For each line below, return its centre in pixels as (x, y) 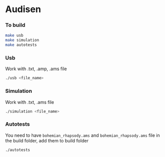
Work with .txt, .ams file (30, 102)
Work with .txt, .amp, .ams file (36, 69)
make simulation (22, 40)
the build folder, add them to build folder (47, 140)
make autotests (21, 45)
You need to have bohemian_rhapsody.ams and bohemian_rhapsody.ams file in (82, 135)
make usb (14, 36)
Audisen (23, 9)
